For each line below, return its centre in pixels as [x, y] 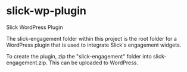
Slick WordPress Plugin [35, 27]
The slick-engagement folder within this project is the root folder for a [92, 38]
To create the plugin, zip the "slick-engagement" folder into [79, 56]
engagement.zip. [27, 63]
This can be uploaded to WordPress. [93, 63]
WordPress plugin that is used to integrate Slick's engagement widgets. [94, 45]
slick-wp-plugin [46, 11]
